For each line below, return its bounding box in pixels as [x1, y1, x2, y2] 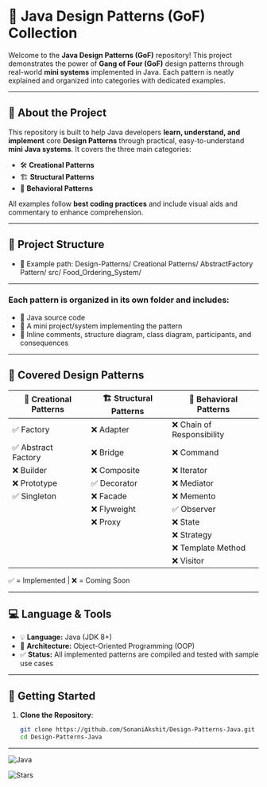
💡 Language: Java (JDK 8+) [19, 632, 113, 642]
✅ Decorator [91, 477, 137, 488]
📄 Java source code [19, 312, 86, 322]
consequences [19, 338, 69, 347]
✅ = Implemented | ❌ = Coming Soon [8, 576, 130, 585]
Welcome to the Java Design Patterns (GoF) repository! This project [8, 50, 232, 60]
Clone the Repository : [19, 711, 94, 720]
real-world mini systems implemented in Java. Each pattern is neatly [8, 67, 234, 76]
